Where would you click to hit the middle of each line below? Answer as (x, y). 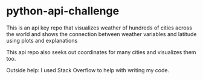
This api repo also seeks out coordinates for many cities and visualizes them (101, 52)
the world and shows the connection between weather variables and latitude (101, 34)
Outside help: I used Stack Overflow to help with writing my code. (88, 70)
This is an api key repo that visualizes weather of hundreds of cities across (99, 28)
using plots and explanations (42, 40)
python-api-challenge (63, 11)
